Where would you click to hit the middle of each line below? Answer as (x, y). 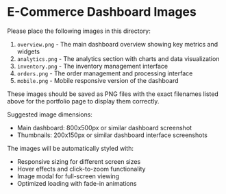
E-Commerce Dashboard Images (102, 12)
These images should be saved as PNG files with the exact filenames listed (113, 94)
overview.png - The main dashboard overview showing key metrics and (117, 44)
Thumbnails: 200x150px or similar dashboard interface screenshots (112, 135)
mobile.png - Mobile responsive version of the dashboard (98, 80)
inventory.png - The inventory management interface (92, 66)
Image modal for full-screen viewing (68, 176)
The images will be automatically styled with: (70, 148)
